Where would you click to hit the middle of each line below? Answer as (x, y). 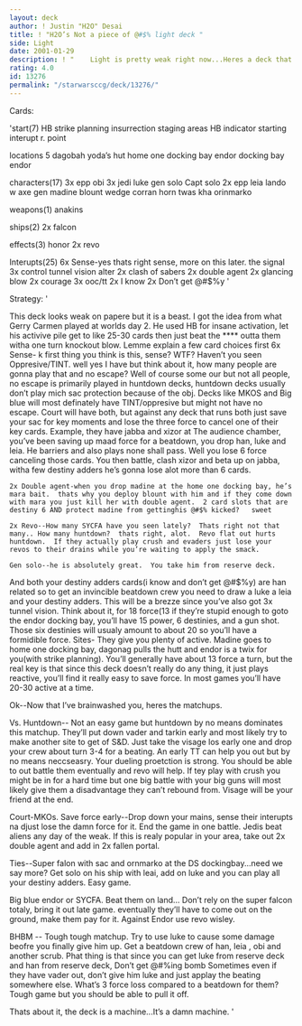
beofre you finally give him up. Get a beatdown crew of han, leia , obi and (145, 946)
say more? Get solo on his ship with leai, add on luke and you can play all (145, 872)
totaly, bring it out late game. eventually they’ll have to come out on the (141, 909)
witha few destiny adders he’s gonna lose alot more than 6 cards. (130, 470)
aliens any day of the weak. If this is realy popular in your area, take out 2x (147, 835)
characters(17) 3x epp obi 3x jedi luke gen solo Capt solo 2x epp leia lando (148, 182)
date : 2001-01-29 (42, 51)
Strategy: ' (28, 298)
